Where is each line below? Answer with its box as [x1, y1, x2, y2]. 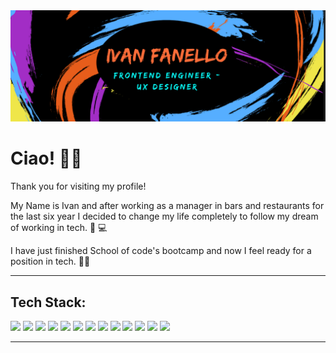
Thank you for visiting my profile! [10, 180, 147, 193]
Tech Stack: [10, 294, 87, 311]
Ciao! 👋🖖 [10, 147, 83, 170]
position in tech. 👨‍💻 [10, 255, 91, 268]
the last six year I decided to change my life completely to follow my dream [10, 210, 319, 223]
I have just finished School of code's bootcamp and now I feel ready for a [10, 245, 312, 257]
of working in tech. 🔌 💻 [10, 222, 108, 234]
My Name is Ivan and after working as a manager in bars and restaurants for [10, 200, 325, 212]
